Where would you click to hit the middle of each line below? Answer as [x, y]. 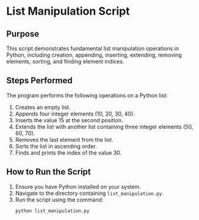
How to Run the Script [49, 172]
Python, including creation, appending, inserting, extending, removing [94, 55]
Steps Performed [40, 81]
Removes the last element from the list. [64, 139]
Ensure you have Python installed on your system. [78, 186]
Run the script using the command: [59, 199]
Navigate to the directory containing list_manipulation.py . [89, 193]
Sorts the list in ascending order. [56, 146]
